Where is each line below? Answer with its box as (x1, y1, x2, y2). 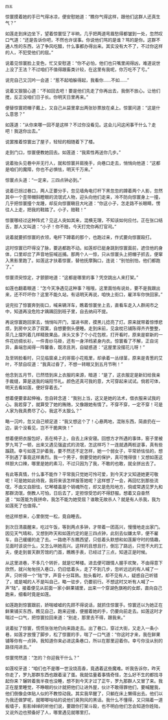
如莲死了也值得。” (5, 503, 40, 508)
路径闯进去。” (5, 644, 31, 650)
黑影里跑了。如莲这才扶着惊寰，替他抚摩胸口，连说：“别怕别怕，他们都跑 (9, 257, 161, 263)
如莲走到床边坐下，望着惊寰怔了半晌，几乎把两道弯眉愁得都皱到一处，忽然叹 (5, 31, 163, 36)
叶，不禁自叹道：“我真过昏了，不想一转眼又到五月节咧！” (5, 361, 123, 367)
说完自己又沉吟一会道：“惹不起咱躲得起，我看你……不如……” (5, 77, 129, 83)
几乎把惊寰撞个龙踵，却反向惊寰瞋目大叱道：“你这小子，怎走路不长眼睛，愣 (5, 200, 161, 206)
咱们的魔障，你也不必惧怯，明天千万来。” (9, 166, 93, 172)
